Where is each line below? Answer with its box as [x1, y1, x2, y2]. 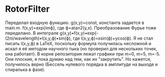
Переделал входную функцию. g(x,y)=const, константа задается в [5, 20, 144, 26]
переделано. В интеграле [5, 30, 59, 36]
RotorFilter [5, 3, 50, 15]
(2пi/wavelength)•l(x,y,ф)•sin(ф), [5, 35, 72, 41]
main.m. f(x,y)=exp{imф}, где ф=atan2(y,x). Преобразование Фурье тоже [5, 25, 157, 30]
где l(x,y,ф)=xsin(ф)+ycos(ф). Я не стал [73, 35, 154, 41]
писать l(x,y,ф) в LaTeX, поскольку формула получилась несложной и [5, 40, 152, 46]
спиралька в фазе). [5, 66, 45, 72]
